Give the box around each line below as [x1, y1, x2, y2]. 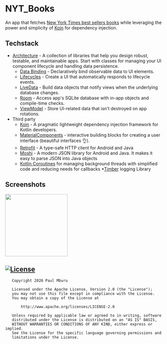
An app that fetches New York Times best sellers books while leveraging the [5, 19, 162, 25]
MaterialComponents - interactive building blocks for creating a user [19, 132, 161, 138]
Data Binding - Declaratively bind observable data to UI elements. [19, 68, 155, 74]
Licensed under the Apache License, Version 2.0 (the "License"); [11, 287, 153, 292]
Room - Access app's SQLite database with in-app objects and [19, 95, 149, 101]
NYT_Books [5, 3, 55, 14]
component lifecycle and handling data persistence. [12, 63, 119, 69]
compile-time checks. [19, 100, 65, 106]
